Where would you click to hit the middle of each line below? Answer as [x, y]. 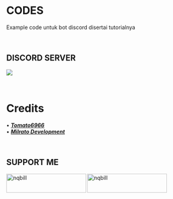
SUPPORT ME [32, 162]
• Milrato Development [36, 131]
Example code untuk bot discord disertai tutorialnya [71, 27]
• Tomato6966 [25, 125]
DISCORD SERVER [41, 58]
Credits [25, 108]
